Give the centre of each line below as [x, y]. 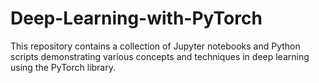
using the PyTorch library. [63, 67]
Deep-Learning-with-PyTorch [136, 18]
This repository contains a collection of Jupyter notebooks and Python [155, 46]
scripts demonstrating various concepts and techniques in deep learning [160, 56]
